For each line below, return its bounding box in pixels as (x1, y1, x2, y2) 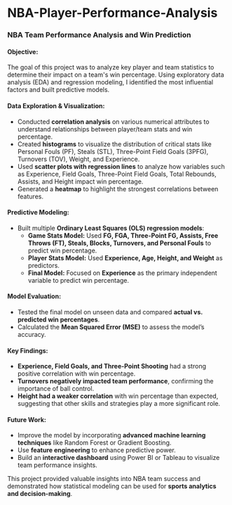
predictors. (27, 261, 60, 269)
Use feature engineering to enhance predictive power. (17, 446, 177, 454)
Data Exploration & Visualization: (7, 101, 105, 110)
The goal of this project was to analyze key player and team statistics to (7, 63, 214, 72)
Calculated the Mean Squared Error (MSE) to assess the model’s (17, 322, 205, 331)
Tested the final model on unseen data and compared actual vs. (17, 307, 203, 316)
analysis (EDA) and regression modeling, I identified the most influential (7, 78, 214, 87)
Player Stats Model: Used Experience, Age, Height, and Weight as (27, 253, 223, 262)
